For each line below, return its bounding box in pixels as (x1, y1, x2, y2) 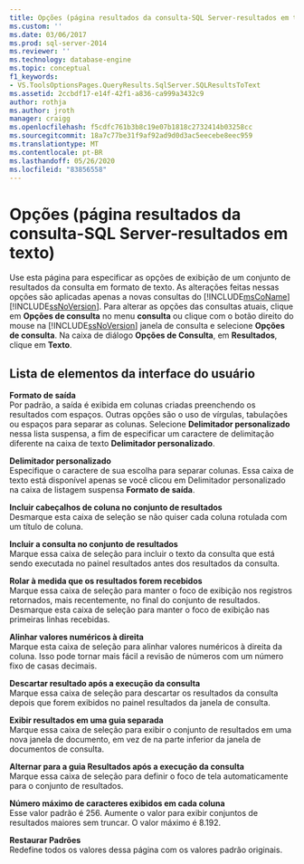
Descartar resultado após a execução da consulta (9, 678, 201, 689)
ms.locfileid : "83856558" (9, 165, 107, 174)
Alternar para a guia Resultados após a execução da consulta (9, 762, 244, 773)
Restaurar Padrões (9, 835, 81, 846)
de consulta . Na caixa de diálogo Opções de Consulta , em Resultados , (9, 330, 278, 341)
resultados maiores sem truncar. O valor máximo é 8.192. (9, 817, 222, 829)
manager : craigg (9, 114, 71, 123)
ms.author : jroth (9, 106, 75, 115)
